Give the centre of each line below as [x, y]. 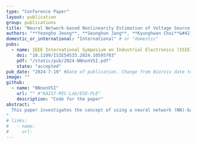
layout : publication [31, 17]
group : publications [31, 22]
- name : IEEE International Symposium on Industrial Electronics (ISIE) [102, 50]
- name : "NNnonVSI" [35, 88]
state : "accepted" [39, 66]
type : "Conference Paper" [38, 11]
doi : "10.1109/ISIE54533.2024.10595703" [67, 55]
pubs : [13, 45]
